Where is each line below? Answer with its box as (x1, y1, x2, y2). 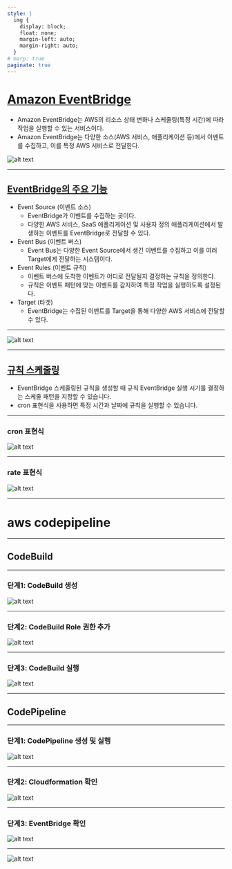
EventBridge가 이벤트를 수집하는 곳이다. (27, 212, 137, 220)
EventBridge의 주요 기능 (7, 183, 108, 195)
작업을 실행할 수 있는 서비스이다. (17, 124, 104, 132)
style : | (7, 10, 32, 17)
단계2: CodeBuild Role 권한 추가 (7, 622, 110, 631)
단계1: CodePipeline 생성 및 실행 (7, 736, 111, 746)
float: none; (19, 29, 57, 37)
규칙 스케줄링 (7, 364, 60, 376)
